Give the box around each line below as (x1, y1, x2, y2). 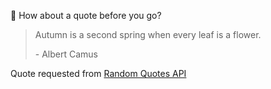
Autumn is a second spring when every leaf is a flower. (34, 29, 262, 40)
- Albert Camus (34, 48, 98, 60)
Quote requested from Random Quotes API (10, 68, 187, 79)
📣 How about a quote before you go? (10, 10, 162, 21)
